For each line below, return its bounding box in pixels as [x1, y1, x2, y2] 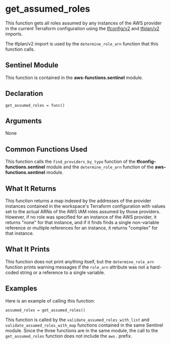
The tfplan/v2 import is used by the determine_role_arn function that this [5, 40, 159, 46]
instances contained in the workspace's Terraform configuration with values [5, 203, 166, 209]
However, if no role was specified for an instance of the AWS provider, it [5, 214, 157, 220]
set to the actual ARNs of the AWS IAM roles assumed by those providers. [5, 209, 161, 214]
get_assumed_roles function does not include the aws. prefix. [5, 333, 133, 339]
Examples [5, 284, 37, 293]
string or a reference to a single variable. [19, 269, 106, 276]
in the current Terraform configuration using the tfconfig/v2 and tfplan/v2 [5, 25, 160, 31]
